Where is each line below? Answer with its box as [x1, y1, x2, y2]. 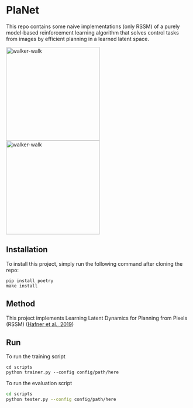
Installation [6, 245, 48, 255]
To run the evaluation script [6, 380, 72, 387]
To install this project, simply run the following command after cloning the [6, 260, 183, 267]
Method [6, 299, 36, 309]
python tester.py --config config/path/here [6, 396, 116, 403]
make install [6, 283, 38, 289]
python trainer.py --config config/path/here [6, 369, 119, 375]
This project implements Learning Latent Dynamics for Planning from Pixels [6, 314, 188, 321]
